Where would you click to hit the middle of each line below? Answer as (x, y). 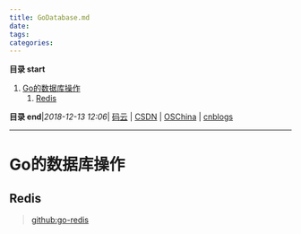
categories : (31, 43)
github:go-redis (60, 220)
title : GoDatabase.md (50, 17)
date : (19, 26)
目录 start (27, 69)
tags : (19, 34)
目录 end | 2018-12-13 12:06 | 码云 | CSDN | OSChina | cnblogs (121, 117)
